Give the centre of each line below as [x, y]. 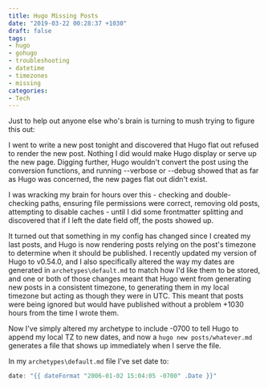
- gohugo [23, 53]
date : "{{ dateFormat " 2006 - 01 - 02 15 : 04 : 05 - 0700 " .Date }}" [113, 376]
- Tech [19, 98]
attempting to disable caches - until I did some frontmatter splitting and [126, 212]
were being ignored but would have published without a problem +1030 [126, 305]
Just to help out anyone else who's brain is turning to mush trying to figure [132, 121]
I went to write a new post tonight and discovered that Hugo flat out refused [134, 145]
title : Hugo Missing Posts [53, 16]
